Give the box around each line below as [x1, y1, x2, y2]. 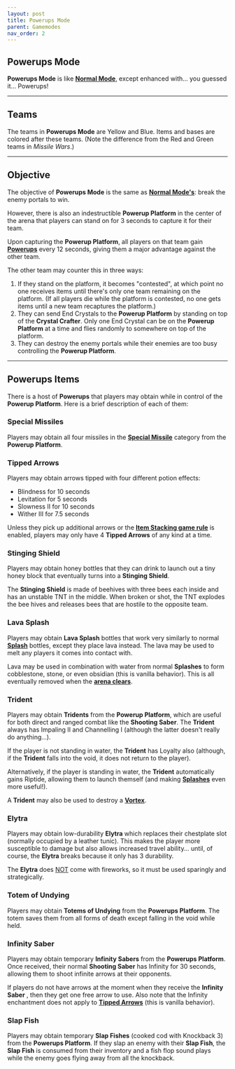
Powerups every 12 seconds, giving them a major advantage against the [7, 245, 216, 253]
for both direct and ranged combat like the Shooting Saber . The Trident [7, 718, 215, 726]
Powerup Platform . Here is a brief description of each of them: [7, 399, 189, 408]
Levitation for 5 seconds [17, 495, 87, 504]
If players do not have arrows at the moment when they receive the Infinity [7, 983, 224, 991]
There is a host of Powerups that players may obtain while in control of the [7, 392, 223, 401]
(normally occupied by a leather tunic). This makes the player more [7, 837, 201, 845]
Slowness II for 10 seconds [17, 502, 95, 511]
